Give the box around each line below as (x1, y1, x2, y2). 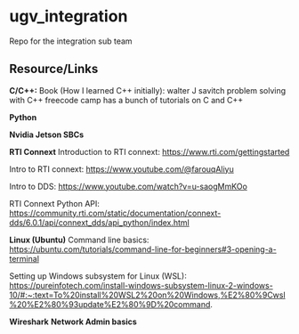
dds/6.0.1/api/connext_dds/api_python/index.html (9, 216, 190, 228)
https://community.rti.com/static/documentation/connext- (9, 208, 222, 218)
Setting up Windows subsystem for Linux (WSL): (9, 270, 187, 281)
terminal (9, 253, 40, 264)
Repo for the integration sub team (9, 36, 133, 46)
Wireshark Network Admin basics (9, 316, 138, 327)
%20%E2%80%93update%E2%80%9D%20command (9, 298, 211, 309)
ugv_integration (9, 6, 128, 27)
